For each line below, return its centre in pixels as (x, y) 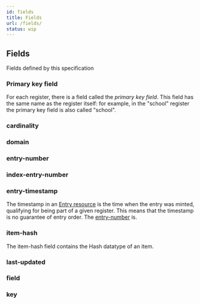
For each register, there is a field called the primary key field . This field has (100, 97)
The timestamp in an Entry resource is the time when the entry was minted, (100, 204)
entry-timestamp (32, 191)
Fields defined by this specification (50, 68)
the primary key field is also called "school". (61, 110)
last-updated (26, 262)
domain (18, 142)
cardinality (23, 126)
